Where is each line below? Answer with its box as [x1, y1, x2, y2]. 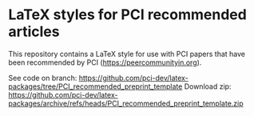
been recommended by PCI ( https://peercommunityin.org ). [8, 58, 202, 67]
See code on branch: [8, 73, 77, 82]
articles [8, 22, 60, 41]
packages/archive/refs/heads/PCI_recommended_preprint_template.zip [8, 98, 244, 108]
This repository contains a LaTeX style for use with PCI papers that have [8, 49, 246, 58]
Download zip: [184, 82, 232, 91]
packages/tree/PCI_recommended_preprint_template [8, 82, 183, 91]
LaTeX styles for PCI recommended [8, 6, 248, 24]
